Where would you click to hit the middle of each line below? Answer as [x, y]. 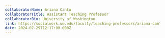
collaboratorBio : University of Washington [50, 19]
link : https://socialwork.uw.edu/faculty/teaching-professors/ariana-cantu [84, 23]
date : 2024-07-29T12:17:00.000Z [38, 28]
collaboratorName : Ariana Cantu [38, 10]
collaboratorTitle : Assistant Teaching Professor [57, 14]
